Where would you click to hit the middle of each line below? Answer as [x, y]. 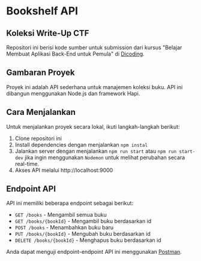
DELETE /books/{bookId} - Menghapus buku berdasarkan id [88, 240]
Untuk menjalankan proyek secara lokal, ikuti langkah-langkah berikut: [93, 126]
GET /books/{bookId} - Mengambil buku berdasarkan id [83, 221]
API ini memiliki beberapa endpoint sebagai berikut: [70, 203]
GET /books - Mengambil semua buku [61, 215]
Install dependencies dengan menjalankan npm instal [81, 144]
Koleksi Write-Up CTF [48, 33]
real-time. [27, 163]
